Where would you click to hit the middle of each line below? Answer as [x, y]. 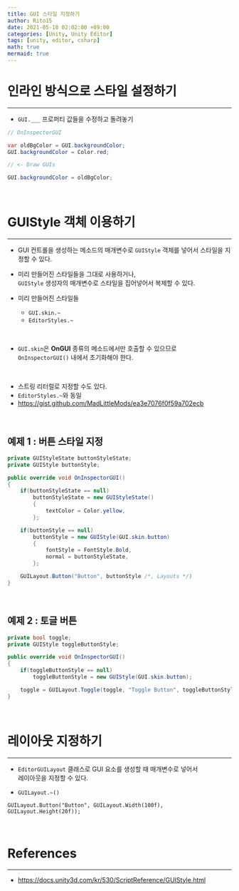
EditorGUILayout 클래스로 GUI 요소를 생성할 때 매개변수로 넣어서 [108, 769]
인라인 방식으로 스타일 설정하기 [92, 92]
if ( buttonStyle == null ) [57, 530]
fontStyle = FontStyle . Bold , [89, 550]
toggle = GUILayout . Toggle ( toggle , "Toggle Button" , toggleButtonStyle [128, 690]
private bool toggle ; [39, 638]
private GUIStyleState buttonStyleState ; [70, 458]
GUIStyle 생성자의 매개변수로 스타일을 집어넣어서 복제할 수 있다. [106, 283]
